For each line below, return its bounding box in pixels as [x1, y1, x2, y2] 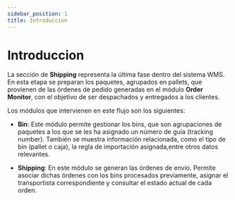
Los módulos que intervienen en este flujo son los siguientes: [7, 106, 186, 115]
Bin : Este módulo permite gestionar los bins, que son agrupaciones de [17, 120, 222, 129]
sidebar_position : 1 [7, 10, 68, 18]
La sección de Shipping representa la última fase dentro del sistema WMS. [7, 70, 225, 79]
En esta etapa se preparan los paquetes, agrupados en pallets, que [7, 78, 203, 87]
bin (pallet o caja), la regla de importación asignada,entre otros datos [17, 142, 219, 151]
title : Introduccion [7, 17, 68, 24]
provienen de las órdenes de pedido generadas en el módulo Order [7, 85, 203, 94]
